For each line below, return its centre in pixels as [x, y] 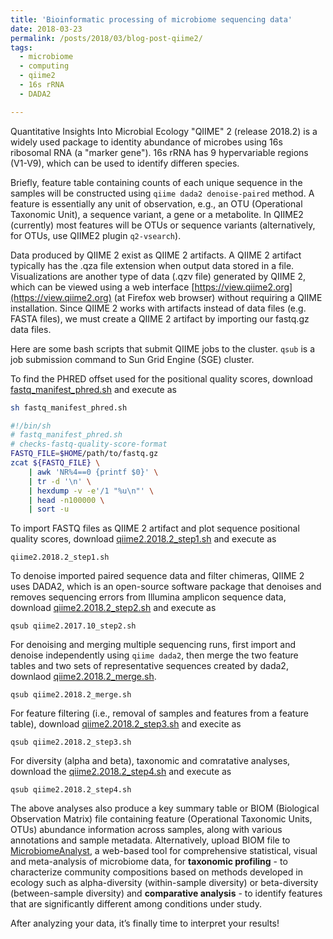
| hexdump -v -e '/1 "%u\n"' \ [91, 491]
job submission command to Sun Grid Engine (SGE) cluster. [132, 359]
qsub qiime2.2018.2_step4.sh [71, 790]
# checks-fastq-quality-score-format [89, 444]
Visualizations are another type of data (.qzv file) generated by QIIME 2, [158, 276]
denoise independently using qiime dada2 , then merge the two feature [154, 655]
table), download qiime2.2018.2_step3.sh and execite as [126, 724]
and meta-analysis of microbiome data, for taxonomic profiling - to [149, 862]
